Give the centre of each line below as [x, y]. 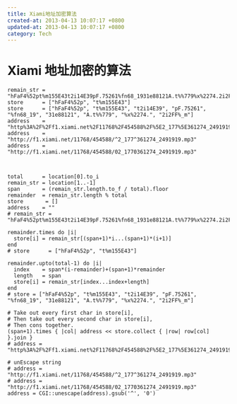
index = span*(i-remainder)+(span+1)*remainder [90, 270]
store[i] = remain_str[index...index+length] [82, 282]
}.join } [20, 338]
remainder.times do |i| [42, 233]
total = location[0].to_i [53, 177]
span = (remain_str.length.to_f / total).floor [88, 189]
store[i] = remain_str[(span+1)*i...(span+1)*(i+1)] [93, 239]
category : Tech [30, 34]
